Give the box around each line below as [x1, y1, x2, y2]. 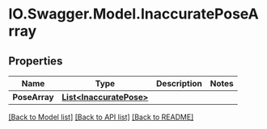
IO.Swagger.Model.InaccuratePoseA [8, 5, 259, 23]
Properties [8, 54, 63, 68]
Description [156, 78, 202, 89]
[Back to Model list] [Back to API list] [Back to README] [8, 112, 194, 122]
